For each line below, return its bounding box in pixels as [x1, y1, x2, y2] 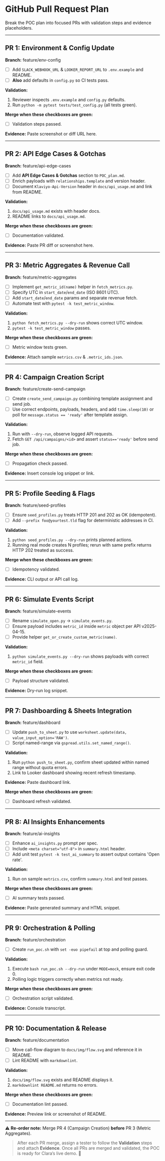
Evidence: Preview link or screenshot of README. [5, 1111, 107, 1117]
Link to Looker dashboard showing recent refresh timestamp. [12, 770, 136, 776]
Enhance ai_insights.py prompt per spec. [12, 840, 98, 846]
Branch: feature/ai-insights [5, 831, 60, 837]
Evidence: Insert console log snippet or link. [5, 470, 95, 476]
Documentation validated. [12, 232, 65, 238]
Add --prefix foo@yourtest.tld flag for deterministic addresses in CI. [12, 517, 154, 523]
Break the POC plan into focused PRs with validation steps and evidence [5, 20, 151, 26]
